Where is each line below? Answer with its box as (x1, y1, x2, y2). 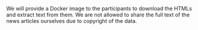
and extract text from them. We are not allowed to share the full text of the (6, 11, 190, 18)
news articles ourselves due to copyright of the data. (6, 18, 137, 24)
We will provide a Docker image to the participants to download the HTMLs (6, 5, 193, 12)
